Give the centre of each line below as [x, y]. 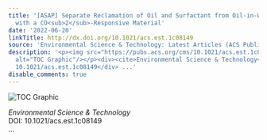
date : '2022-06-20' [41, 30]
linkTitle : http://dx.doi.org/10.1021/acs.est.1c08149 [101, 38]
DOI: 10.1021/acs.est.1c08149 [55, 120]
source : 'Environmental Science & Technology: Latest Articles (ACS [124, 45]
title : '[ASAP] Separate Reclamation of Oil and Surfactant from [118, 15]
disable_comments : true [48, 74]
